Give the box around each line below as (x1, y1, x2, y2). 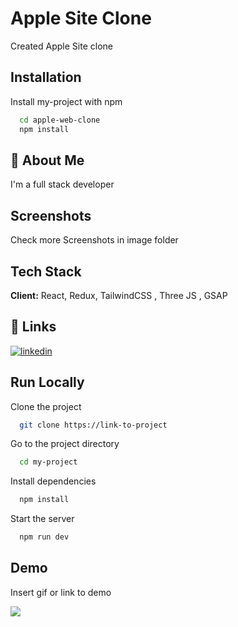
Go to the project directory (10, 438, 120, 450)
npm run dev (19, 532, 70, 542)
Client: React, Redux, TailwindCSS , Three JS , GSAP (10, 289, 228, 301)
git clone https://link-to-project (19, 420, 168, 430)
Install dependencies (10, 475, 97, 487)
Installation (10, 69, 82, 86)
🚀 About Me (10, 152, 85, 169)
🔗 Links (10, 318, 57, 336)
